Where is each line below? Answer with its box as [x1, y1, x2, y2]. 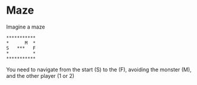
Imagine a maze [6, 23, 45, 30]
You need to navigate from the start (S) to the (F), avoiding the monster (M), [6, 66, 192, 73]
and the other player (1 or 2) [6, 72, 74, 79]
